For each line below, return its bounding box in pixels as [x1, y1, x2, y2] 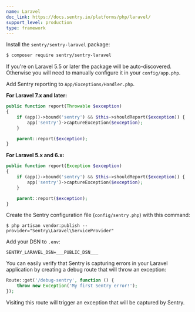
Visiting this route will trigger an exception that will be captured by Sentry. [6, 299, 185, 306]
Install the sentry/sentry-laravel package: [6, 41, 110, 48]
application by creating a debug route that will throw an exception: [6, 266, 166, 273]
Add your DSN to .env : [6, 238, 60, 245]
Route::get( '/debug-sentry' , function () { [6, 277, 115, 283]
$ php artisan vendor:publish [6, 223, 80, 229]
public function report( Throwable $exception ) [6, 103, 122, 109]
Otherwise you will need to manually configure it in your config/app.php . [6, 69, 181, 76]
